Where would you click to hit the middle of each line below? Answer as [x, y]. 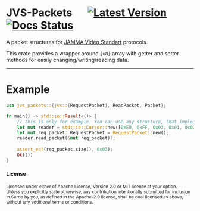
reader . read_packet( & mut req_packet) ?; [66, 138]
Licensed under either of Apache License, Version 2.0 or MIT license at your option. [92, 187]
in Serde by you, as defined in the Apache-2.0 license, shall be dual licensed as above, [95, 197]
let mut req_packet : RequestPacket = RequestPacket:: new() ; [93, 133]
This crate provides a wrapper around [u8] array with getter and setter [93, 53]
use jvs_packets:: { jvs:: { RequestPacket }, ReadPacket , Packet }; [86, 105]
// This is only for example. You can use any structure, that [97, 122]
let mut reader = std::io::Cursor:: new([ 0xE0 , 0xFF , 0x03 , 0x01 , [100, 127]
